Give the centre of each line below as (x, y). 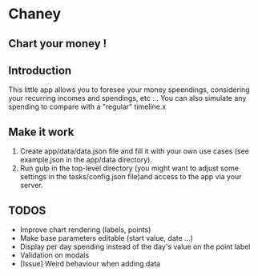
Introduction (40, 70)
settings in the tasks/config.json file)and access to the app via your (131, 177)
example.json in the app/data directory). (86, 160)
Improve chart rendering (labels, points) (85, 230)
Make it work (41, 132)
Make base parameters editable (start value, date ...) (107, 238)
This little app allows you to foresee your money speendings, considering (129, 90)
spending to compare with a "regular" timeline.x (87, 107)
